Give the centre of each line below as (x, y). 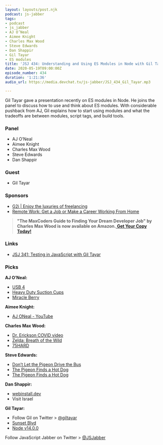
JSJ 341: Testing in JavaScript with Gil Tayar (56, 254)
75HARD (21, 346)
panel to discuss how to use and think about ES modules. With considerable (81, 105)
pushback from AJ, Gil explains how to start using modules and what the (77, 111)
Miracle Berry (26, 297)
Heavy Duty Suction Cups (38, 292)
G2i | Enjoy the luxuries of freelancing (50, 206)
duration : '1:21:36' (26, 77)
